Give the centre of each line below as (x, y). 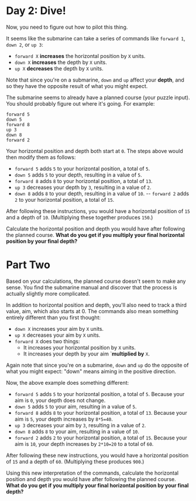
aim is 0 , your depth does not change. (60, 400)
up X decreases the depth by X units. (59, 68)
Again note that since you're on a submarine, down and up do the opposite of (97, 365)
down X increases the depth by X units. (61, 62)
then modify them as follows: (41, 157)
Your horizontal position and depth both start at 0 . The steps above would (94, 151)
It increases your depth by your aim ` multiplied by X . (87, 354)
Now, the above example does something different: (68, 382)
